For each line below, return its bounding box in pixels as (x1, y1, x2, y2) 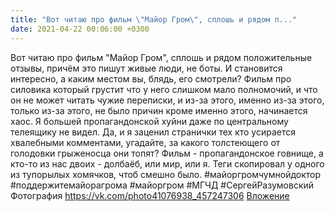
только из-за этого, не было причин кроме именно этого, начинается (10, 104, 308, 116)
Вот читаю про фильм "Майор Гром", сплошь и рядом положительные (10, 51, 313, 63)
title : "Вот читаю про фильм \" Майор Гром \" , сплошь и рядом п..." (10, 14, 298, 25)
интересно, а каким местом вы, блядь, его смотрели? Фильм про (10, 72, 292, 85)
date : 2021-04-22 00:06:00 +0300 (10, 24, 150, 34)
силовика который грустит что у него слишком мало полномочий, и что (10, 83, 318, 95)
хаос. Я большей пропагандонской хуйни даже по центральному (10, 115, 289, 127)
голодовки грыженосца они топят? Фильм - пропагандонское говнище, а (10, 147, 324, 159)
